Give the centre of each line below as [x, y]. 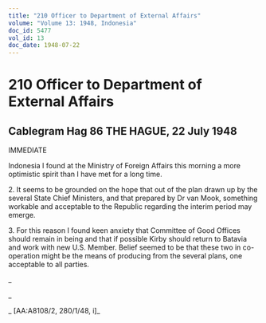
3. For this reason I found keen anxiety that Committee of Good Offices [124, 230]
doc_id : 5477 [30, 30]
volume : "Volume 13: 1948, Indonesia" [72, 23]
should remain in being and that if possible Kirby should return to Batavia [128, 239]
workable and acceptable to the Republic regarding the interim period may [130, 207]
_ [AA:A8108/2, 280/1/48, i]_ [55, 311]
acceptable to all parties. [49, 265]
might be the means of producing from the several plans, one [142, 256]
